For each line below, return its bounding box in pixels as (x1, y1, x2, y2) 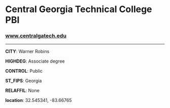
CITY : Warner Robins (5, 48, 50, 55)
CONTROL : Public (5, 68, 43, 74)
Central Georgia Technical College (5, 4, 152, 15)
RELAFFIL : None (5, 87, 39, 94)
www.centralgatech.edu (5, 32, 67, 39)
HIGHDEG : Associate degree (5, 58, 65, 64)
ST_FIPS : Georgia (5, 78, 42, 84)
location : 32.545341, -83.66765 (5, 97, 72, 103)
